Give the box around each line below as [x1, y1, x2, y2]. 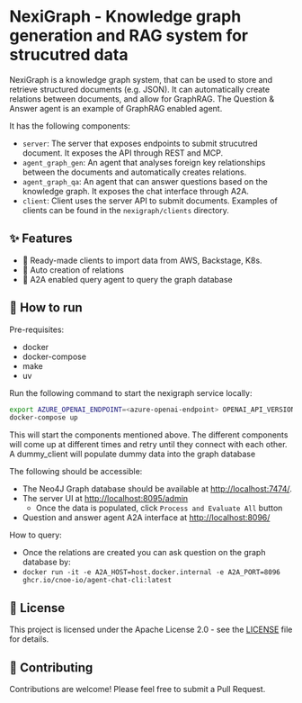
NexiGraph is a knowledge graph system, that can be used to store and [9, 74, 272, 85]
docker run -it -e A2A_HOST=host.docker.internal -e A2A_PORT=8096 [22, 568, 280, 577]
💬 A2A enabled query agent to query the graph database [22, 274, 233, 284]
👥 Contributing [9, 660, 93, 675]
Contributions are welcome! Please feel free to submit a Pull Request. [9, 683, 266, 694]
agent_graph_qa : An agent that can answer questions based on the [22, 176, 268, 186]
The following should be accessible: [9, 466, 143, 477]
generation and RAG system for [9, 25, 249, 46]
